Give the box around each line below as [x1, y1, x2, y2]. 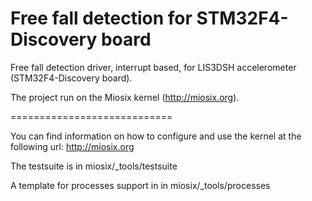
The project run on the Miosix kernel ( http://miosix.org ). [10, 91, 240, 103]
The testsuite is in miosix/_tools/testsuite [10, 160, 178, 172]
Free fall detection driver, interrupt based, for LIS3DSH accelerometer [10, 61, 297, 73]
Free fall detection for [10, 7, 193, 30]
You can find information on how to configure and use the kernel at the [10, 130, 302, 142]
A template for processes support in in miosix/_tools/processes [10, 179, 271, 191]
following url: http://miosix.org [10, 140, 135, 152]
